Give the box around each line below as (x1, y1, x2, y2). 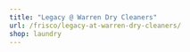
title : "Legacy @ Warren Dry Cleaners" (9, 12, 158, 22)
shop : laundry (9, 29, 62, 38)
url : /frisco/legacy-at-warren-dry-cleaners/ (9, 21, 181, 30)
